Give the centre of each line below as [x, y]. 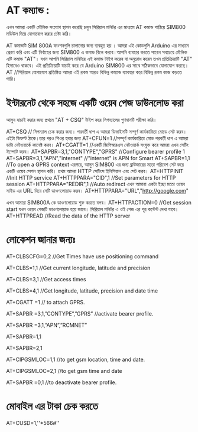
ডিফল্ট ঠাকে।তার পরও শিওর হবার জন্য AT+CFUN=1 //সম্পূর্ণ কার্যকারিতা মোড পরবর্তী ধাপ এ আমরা [102, 138]
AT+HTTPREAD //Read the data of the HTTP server [68, 216]
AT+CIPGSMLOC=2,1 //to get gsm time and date [64, 371]
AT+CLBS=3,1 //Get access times [46, 279]
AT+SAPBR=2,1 [24, 348]
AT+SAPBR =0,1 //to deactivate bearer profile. [61, 382]
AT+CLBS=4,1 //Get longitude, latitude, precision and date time [82, 291]
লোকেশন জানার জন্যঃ [41, 240]
